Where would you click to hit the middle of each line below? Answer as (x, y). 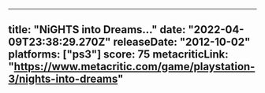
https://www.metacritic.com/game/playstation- (134, 67)
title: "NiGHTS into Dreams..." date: (97, 30)
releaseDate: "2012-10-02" (182, 42)
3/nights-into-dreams (63, 79)
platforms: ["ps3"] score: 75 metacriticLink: (118, 55)
